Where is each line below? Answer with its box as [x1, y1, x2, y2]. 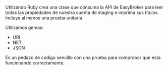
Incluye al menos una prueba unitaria [5, 15, 82, 20]
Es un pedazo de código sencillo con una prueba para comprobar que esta [5, 54, 161, 60]
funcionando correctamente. [5, 60, 65, 65]
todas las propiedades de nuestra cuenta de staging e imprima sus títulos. [5, 9, 159, 15]
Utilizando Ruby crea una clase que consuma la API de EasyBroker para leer [5, 4, 163, 10]
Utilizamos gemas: [5, 24, 44, 30]
